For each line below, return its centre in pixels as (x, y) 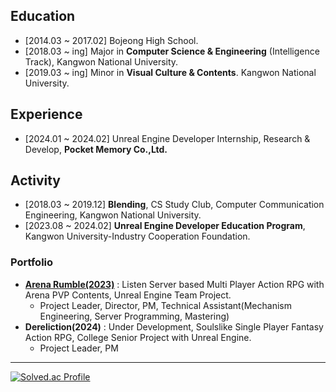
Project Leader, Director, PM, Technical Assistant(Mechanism (165, 305)
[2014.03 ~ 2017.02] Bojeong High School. (111, 40)
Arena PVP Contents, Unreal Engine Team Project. (128, 295)
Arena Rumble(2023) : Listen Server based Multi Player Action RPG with (174, 284)
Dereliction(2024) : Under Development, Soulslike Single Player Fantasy (174, 326)
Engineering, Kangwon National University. (113, 215)
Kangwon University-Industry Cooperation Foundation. (137, 236)
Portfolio (32, 262)
